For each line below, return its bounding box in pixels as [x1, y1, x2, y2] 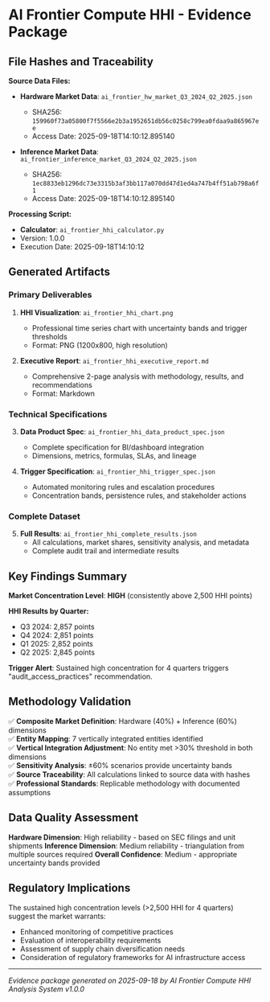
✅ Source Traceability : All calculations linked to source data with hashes [8, 770, 251, 779]
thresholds [31, 331, 68, 341]
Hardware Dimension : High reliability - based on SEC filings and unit [8, 832, 236, 842]
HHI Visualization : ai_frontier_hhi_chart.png [19, 307, 174, 317]
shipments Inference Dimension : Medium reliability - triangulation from [8, 840, 245, 850]
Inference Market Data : [19, 147, 99, 156]
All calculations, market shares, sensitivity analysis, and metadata [31, 537, 250, 548]
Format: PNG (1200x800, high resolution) [31, 340, 169, 350]
